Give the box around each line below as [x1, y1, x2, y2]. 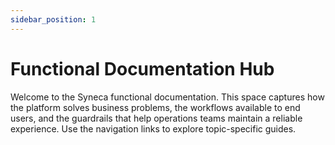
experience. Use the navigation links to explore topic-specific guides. [10, 122, 297, 135]
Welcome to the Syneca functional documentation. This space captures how [10, 91, 325, 103]
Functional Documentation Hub [10, 57, 275, 80]
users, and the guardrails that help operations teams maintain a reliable [10, 112, 303, 124]
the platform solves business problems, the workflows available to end [10, 101, 301, 113]
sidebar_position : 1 [10, 14, 97, 25]
